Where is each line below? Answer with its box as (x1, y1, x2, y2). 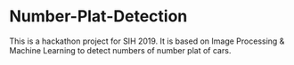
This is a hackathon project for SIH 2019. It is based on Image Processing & (9, 36, 285, 46)
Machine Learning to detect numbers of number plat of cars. (9, 45, 232, 55)
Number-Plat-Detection (9, 6, 188, 27)
